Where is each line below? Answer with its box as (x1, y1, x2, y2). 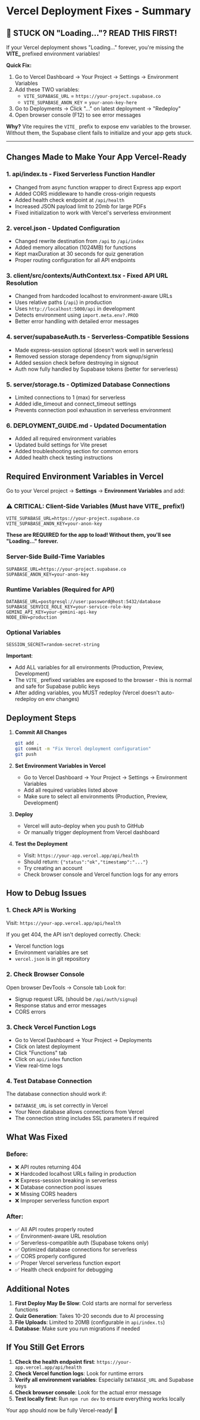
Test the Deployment (14, 840, 68, 847)
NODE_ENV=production (6, 614, 58, 620)
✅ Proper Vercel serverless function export (14, 1259, 121, 1267)
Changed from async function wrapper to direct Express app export (14, 183, 182, 190)
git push (14, 751, 37, 757)
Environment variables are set (14, 949, 88, 956)
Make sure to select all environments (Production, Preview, (23, 792, 168, 800)
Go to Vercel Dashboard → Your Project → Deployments (14, 1036, 152, 1043)
